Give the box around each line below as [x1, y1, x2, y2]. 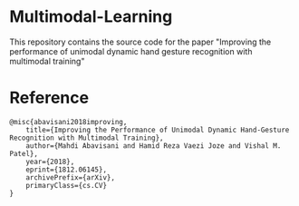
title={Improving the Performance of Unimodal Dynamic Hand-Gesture [25, 125, 290, 134]
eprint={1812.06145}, [25, 165, 107, 174]
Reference [9, 88, 89, 108]
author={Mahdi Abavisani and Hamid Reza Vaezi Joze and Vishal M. [25, 141, 282, 151]
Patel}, [9, 149, 39, 158]
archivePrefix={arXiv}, [25, 172, 116, 182]
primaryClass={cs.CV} [25, 181, 107, 190]
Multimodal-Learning [9, 6, 173, 27]
